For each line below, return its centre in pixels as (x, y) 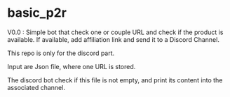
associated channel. (36, 87)
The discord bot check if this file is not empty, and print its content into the (115, 80)
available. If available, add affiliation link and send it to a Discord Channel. (113, 39)
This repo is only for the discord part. (61, 53)
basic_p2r (37, 13)
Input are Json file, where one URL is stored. (72, 66)
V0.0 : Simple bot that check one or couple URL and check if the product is (115, 32)
